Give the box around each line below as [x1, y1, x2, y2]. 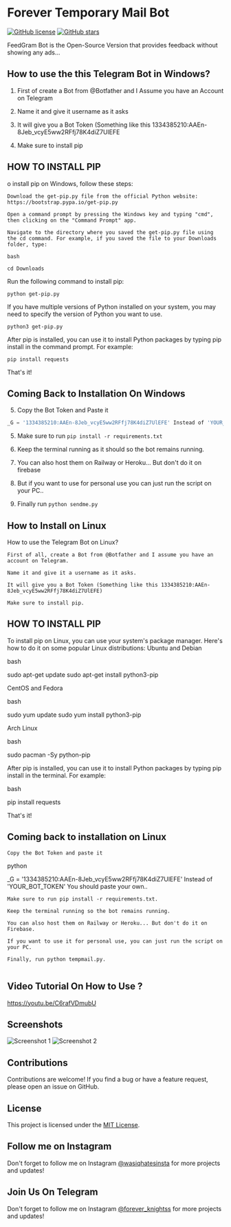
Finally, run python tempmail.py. [7, 956, 107, 963]
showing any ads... [7, 48, 60, 56]
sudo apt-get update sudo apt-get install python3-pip [7, 670, 159, 679]
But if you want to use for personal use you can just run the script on [16, 479, 212, 487]
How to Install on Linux [7, 520, 107, 532]
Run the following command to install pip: [7, 277, 124, 285]
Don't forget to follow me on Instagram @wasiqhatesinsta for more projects [7, 1159, 221, 1167]
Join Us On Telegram [7, 1186, 98, 1198]
